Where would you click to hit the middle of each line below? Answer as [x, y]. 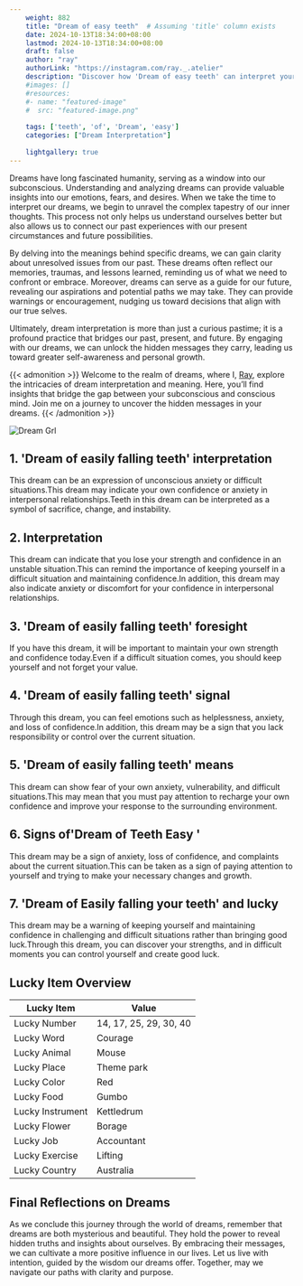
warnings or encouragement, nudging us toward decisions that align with [145, 301]
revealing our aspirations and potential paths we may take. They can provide [151, 291]
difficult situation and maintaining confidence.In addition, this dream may [145, 578]
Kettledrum [120, 1112]
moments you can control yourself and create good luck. [115, 954]
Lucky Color [40, 1083]
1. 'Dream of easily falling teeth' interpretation [141, 459]
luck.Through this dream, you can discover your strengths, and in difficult [146, 944]
